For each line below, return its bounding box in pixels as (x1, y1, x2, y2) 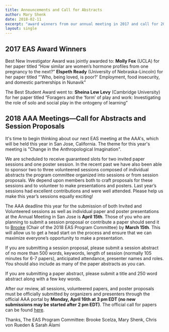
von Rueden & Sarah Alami (5, 322, 60, 328)
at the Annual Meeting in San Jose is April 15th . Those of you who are (5, 213, 150, 219)
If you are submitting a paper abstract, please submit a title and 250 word (5, 270, 157, 276)
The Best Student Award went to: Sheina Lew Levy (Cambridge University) (5, 89, 160, 95)
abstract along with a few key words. (5, 276, 81, 282)
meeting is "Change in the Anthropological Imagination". (5, 146, 122, 152)
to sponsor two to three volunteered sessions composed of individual (5, 166, 149, 172)
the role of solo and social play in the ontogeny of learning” (5, 99, 128, 105)
